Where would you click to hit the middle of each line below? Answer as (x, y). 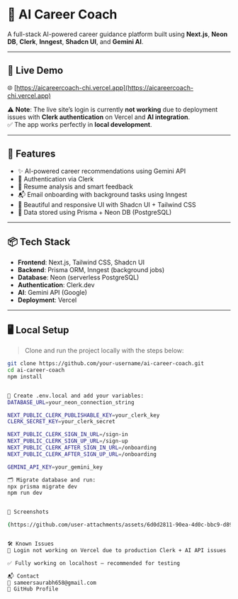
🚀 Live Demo (35, 71)
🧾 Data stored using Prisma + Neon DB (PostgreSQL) (95, 212)
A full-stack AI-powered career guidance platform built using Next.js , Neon (118, 34)
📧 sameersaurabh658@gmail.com (52, 583)
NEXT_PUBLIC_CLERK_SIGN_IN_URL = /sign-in (68, 435)
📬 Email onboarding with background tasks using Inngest (102, 194)
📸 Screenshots (28, 512)
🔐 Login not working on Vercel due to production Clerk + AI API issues (117, 550)
